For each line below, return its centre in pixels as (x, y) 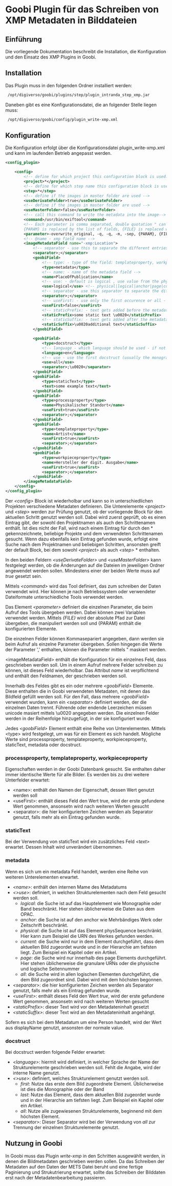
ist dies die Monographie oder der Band (62, 1089)
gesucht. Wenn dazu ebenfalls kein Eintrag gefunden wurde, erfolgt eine (82, 539)
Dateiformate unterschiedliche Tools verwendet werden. (64, 597)
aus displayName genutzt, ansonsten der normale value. (65, 1028)
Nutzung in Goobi (34, 1144)
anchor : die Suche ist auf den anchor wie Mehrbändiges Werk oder (91, 919)
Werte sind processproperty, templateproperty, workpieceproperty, (76, 739)
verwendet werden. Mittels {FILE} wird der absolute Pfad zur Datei (75, 618)
